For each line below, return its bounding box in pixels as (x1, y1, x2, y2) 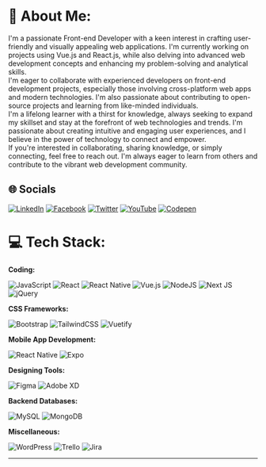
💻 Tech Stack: (8, 233, 106, 251)
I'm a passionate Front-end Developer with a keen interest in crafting (8, 33, 232, 43)
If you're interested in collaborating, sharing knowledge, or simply (8, 143, 223, 152)
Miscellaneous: (8, 427, 60, 436)
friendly (8, 41, 34, 51)
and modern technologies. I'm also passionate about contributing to (8, 92, 230, 101)
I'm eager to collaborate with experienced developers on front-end (8, 75, 226, 85)
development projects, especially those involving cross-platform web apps (8, 83, 252, 94)
